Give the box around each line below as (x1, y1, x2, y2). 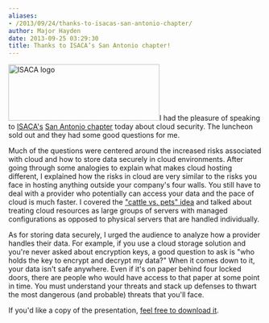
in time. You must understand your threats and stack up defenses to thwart (8, 281, 257, 291)
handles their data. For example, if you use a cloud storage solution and (8, 238, 246, 248)
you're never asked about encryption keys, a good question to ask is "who (8, 247, 255, 257)
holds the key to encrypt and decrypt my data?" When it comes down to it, (8, 255, 255, 266)
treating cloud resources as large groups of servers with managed (8, 206, 228, 216)
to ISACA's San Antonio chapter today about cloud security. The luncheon (8, 122, 254, 131)
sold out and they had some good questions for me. (8, 130, 180, 140)
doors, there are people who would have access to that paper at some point (8, 273, 260, 283)
